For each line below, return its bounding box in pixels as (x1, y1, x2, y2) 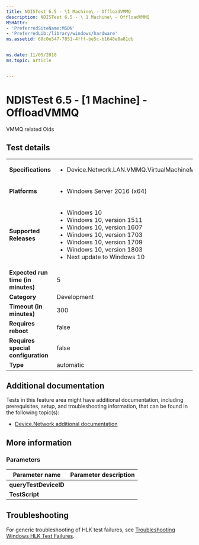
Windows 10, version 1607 (66, 223, 143, 231)
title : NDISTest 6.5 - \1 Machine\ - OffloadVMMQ (6, 8, 131, 15)
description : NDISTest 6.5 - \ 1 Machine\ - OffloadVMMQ (6, 14, 150, 20)
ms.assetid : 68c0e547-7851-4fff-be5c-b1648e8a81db (6, 36, 134, 42)
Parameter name (12, 471, 61, 479)
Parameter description (70, 471, 135, 479)
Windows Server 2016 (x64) (66, 187, 147, 195)
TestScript (9, 491, 40, 498)
